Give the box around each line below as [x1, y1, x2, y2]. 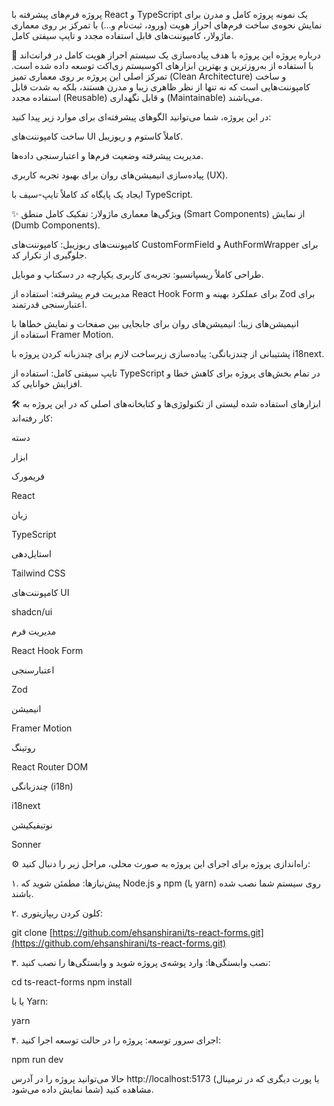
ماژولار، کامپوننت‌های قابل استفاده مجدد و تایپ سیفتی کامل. [11, 30, 234, 41]
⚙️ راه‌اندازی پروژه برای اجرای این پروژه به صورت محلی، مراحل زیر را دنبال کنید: [11, 858, 311, 869]
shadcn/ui [11, 606, 53, 618]
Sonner [11, 839, 42, 850]
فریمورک [11, 470, 45, 482]
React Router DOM [11, 761, 89, 773]
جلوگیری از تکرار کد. [11, 249, 88, 261]
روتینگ [11, 742, 36, 753]
